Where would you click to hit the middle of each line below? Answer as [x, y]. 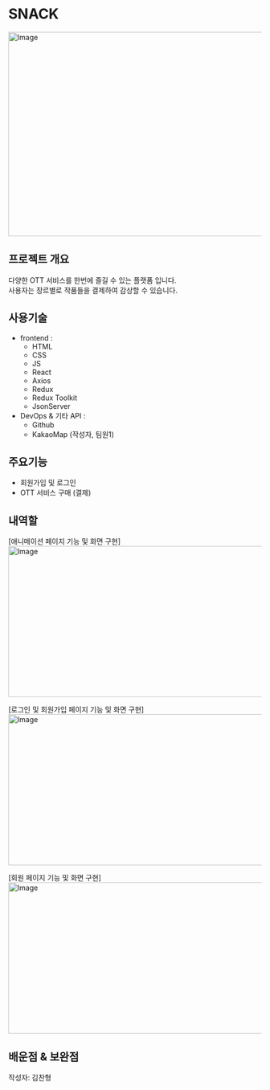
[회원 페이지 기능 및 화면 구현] [55, 878]
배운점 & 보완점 [43, 1057]
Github [43, 425]
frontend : [37, 337]
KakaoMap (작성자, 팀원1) [73, 434]
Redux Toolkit [55, 398]
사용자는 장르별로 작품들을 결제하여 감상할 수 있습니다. [93, 290]
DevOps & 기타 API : [53, 415]
